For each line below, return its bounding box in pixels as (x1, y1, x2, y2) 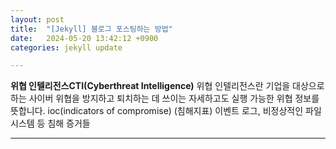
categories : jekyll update (10, 42, 123, 53)
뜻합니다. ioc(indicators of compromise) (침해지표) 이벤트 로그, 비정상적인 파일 (10, 105, 322, 117)
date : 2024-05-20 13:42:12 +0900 (10, 33, 159, 43)
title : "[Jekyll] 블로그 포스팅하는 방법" (10, 24, 173, 34)
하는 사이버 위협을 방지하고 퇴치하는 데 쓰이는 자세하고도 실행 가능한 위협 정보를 (10, 92, 320, 105)
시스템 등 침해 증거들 (10, 117, 91, 130)
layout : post (10, 14, 65, 25)
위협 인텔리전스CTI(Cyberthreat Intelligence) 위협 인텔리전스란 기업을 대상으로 (10, 80, 325, 92)
